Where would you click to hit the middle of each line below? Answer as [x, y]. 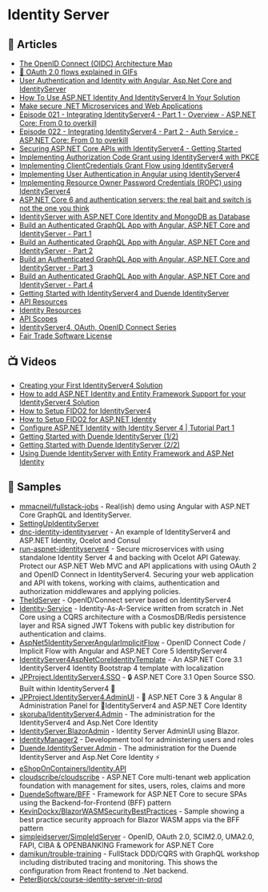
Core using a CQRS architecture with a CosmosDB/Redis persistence [132, 617]
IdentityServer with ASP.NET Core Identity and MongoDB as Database [134, 217]
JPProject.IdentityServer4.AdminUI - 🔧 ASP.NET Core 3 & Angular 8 [131, 697]
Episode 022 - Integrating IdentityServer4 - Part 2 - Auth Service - [129, 131]
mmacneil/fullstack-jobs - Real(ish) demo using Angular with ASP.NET [134, 506]
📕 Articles [32, 44]
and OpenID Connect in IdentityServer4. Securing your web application [136, 574]
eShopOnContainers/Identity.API [73, 768]
